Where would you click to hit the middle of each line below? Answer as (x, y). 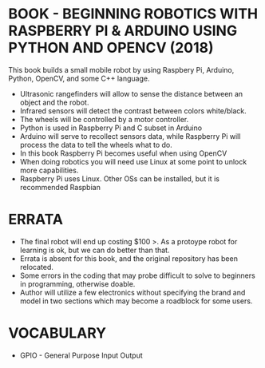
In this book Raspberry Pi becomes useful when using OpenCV (123, 153)
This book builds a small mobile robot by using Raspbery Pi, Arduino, (121, 69)
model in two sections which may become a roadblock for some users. (136, 301)
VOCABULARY (57, 333)
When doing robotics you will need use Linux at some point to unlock (133, 161)
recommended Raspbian (60, 187)
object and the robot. (54, 102)
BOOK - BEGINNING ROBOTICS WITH (133, 14)
